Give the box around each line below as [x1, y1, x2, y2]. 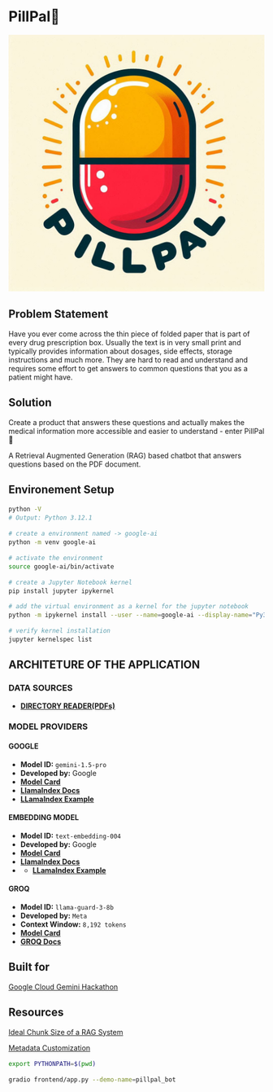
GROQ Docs [19, 936, 62, 947]
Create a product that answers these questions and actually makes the [8, 417, 245, 427]
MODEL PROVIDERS [8, 721, 89, 732]
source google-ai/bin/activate [8, 562, 115, 571]
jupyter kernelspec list [8, 635, 93, 643]
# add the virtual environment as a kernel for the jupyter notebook [8, 603, 249, 611]
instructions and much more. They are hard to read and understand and [8, 354, 249, 365]
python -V [8, 505, 42, 514]
